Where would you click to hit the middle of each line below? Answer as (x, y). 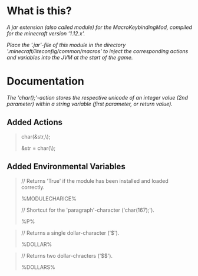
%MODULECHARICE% (49, 198)
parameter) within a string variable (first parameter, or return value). (90, 104)
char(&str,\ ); (36, 136)
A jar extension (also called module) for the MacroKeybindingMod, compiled (100, 27)
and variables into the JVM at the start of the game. (70, 57)
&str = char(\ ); (38, 148)
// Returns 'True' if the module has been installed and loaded (95, 180)
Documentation (46, 81)
